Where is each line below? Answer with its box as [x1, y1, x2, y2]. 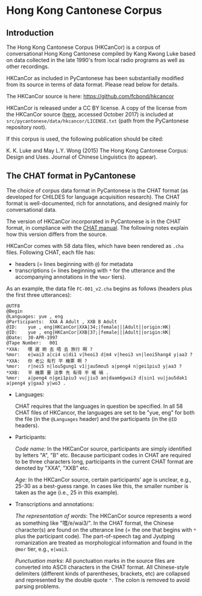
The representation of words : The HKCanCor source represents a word [14, 512, 192, 519]
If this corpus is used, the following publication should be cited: [6, 135, 164, 142]
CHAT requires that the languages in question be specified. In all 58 [14, 402, 183, 410]
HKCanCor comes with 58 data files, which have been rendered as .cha [6, 242, 184, 249]
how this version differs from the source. [6, 230, 107, 238]
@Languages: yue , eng [6, 313, 63, 320]
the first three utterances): [6, 291, 72, 299]
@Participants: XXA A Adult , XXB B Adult [6, 319, 118, 325]
